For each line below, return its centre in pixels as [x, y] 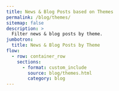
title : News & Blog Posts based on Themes [60, 12]
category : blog [47, 78]
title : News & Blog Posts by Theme [56, 45]
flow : [13, 51]
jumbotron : [20, 40]
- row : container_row [39, 56]
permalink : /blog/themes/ [38, 17]
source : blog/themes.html [60, 73]
